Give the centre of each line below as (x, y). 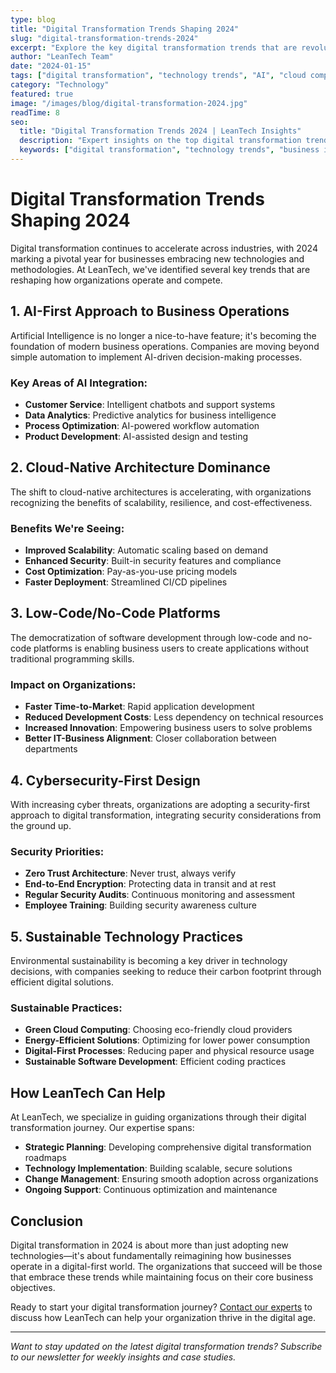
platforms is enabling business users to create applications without (171, 648)
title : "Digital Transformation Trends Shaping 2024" (125, 29)
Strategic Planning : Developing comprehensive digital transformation (168, 1147)
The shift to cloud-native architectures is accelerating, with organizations (161, 492)
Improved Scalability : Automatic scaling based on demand (146, 550)
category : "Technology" (60, 85)
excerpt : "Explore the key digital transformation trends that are (154, 47)
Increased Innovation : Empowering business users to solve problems (168, 728)
